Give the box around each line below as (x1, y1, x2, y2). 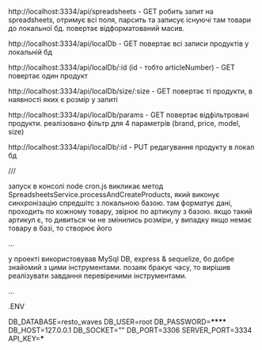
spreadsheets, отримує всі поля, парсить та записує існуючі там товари (8, 15, 252, 25)
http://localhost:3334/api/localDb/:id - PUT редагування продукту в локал (8, 143, 255, 151)
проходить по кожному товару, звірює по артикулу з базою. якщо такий (8, 207, 253, 216)
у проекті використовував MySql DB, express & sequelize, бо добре (8, 254, 235, 264)
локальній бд (8, 48, 53, 56)
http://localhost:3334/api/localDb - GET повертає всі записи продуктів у (8, 39, 249, 48)
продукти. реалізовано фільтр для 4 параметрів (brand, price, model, (8, 119, 241, 127)
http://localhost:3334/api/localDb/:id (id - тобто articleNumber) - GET (8, 63, 235, 72)
